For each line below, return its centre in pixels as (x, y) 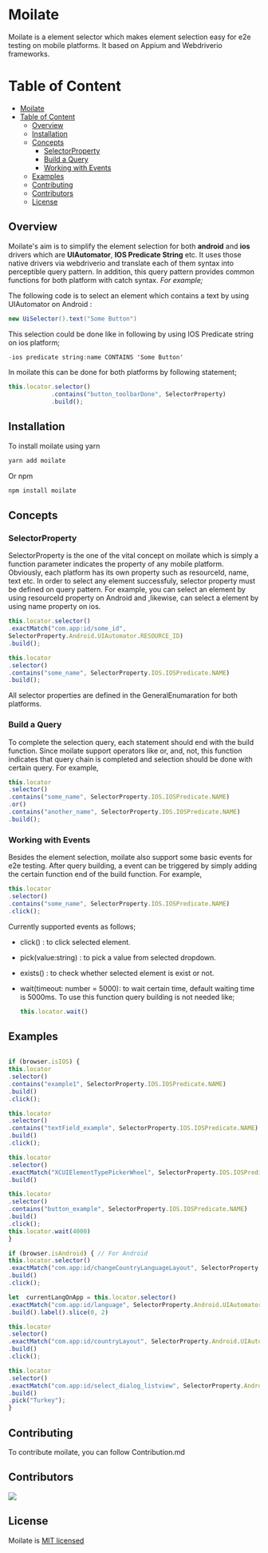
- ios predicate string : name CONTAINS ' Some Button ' (96, 357)
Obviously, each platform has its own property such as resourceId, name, (129, 572)
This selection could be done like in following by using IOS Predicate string (131, 334)
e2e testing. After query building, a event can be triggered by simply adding (133, 866)
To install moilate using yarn (54, 446)
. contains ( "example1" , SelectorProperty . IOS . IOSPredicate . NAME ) (117, 1084)
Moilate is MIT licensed (46, 1540)
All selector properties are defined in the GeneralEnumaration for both (123, 695)
